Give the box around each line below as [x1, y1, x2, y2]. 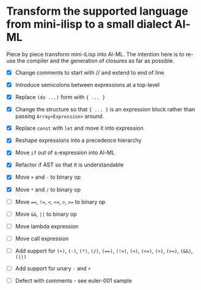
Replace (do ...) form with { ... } [15, 94, 106, 101]
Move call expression [15, 234, 69, 242]
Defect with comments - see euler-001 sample [15, 277, 133, 284]
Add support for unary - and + [15, 264, 91, 272]
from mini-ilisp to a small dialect [6, 17, 172, 31]
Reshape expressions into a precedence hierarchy [15, 136, 142, 144]
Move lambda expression [15, 222, 79, 230]
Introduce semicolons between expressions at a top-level [15, 81, 160, 88]
